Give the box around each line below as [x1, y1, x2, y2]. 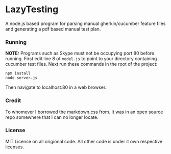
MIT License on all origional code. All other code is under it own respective [5, 138, 162, 144]
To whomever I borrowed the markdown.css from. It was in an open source [5, 109, 163, 115]
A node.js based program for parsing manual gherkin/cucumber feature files [5, 20, 166, 27]
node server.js [5, 75, 38, 81]
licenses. [5, 144, 25, 150]
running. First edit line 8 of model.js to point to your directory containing [5, 56, 157, 62]
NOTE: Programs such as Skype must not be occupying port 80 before [5, 50, 155, 57]
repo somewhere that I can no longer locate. [5, 114, 99, 120]
